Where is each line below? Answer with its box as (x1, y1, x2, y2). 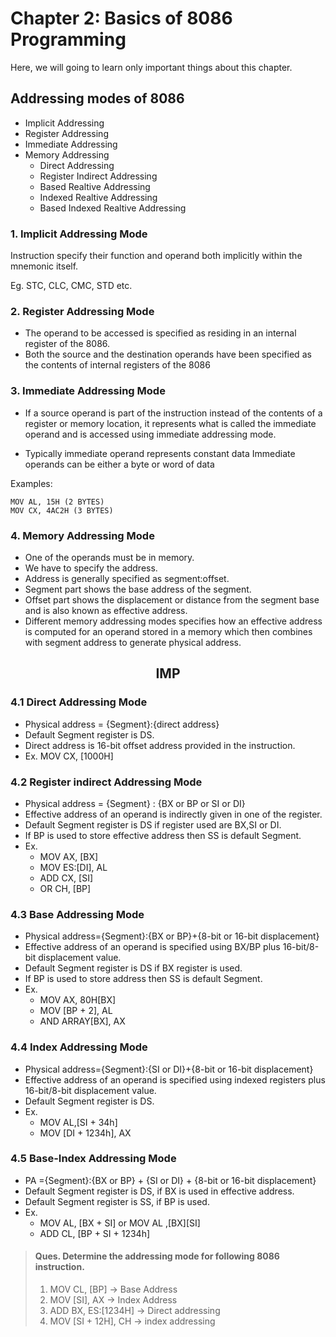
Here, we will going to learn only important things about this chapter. (10, 61, 293, 73)
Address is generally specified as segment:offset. (24, 572, 230, 584)
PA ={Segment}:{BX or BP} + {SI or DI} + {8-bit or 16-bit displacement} (24, 1174, 317, 1186)
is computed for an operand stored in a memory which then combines (24, 625, 313, 637)
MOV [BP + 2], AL (39, 1005, 113, 1017)
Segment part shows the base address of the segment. (24, 583, 252, 595)
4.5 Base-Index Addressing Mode (10, 1152, 177, 1166)
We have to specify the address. (24, 562, 158, 574)
